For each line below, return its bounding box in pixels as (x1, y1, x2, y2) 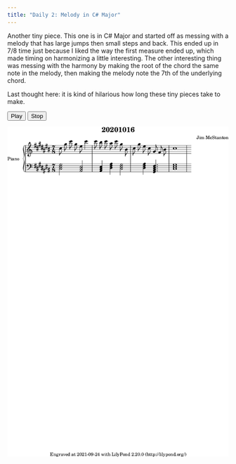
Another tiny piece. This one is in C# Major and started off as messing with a (7, 32, 229, 40)
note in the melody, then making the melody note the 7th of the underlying (7, 69, 223, 77)
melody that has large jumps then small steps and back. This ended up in (7, 39, 219, 47)
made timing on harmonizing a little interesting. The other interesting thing (7, 53, 222, 62)
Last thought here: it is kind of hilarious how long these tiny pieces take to (7, 90, 221, 98)
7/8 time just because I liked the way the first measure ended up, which (7, 46, 214, 55)
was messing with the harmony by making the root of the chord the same (7, 61, 219, 69)
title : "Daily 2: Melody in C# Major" (7, 11, 121, 18)
